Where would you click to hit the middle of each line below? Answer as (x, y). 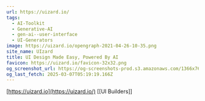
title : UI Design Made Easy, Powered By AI (63, 57)
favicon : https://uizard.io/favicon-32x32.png (67, 63)
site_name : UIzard (30, 52)
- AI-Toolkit (28, 23)
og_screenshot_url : (31, 68)
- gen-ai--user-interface (45, 35)
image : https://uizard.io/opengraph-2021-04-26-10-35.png (81, 46)
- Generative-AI (32, 29)
